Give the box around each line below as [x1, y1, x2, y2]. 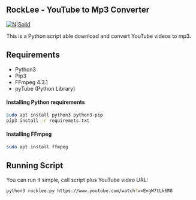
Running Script [6, 160, 64, 171]
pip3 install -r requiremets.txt [6, 117, 90, 124]
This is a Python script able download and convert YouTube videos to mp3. [6, 32, 191, 40]
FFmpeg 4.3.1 [14, 78, 48, 86]
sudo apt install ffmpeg [6, 144, 68, 150]
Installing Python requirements [6, 98, 85, 106]
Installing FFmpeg [6, 130, 52, 138]
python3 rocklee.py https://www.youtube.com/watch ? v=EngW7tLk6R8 [6, 188, 173, 194]
